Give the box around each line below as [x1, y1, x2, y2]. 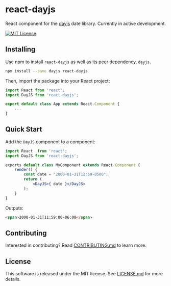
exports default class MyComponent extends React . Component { [5, 162, 140, 168]
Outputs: [5, 205, 24, 211]
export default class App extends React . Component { [5, 101, 120, 107]
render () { [14, 167, 38, 172]
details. [5, 276, 21, 282]
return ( [23, 177, 42, 182]
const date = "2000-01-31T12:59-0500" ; [23, 172, 109, 177]
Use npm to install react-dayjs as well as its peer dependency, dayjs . [5, 59, 151, 65]
